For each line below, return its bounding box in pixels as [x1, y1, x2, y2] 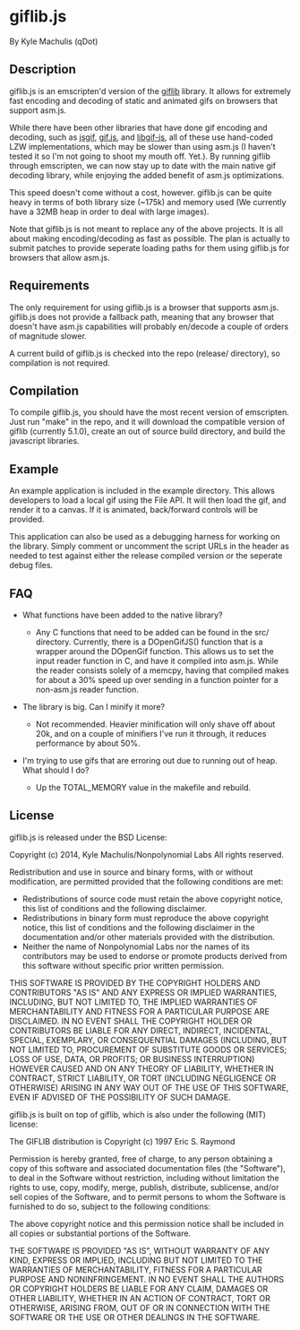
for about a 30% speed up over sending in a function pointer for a [35, 675, 279, 685]
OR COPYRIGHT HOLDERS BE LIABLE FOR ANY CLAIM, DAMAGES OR [9, 1283, 269, 1294]
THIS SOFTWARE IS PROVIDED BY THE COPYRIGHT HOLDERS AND [9, 977, 261, 988]
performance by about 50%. [35, 738, 141, 748]
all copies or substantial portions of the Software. [9, 1228, 191, 1239]
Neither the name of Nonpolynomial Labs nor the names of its [21, 941, 251, 952]
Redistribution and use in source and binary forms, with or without [9, 867, 253, 877]
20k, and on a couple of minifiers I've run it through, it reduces [35, 729, 267, 738]
